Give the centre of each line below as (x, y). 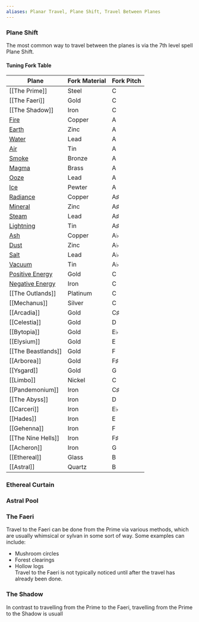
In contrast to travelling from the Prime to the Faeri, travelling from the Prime (99, 607)
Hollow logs (29, 566)
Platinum (80, 293)
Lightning (22, 226)
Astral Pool (22, 500)
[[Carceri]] (24, 409)
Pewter (78, 188)
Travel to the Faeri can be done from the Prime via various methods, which (97, 529)
